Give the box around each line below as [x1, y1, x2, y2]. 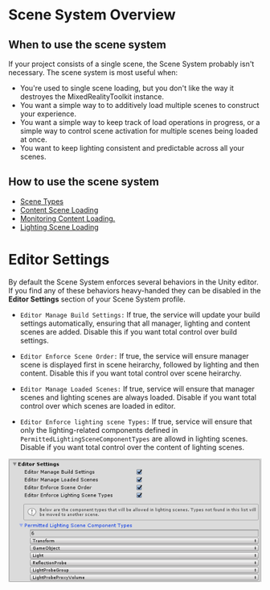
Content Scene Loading [19, 205, 99, 214]
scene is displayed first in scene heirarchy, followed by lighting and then [19, 359, 260, 369]
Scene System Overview [8, 6, 176, 24]
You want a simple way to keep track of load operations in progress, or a [19, 118, 260, 127]
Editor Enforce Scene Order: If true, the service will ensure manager [19, 351, 249, 360]
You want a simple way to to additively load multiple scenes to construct [19, 101, 260, 110]
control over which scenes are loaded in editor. [19, 401, 176, 410]
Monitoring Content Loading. [19, 214, 116, 223]
